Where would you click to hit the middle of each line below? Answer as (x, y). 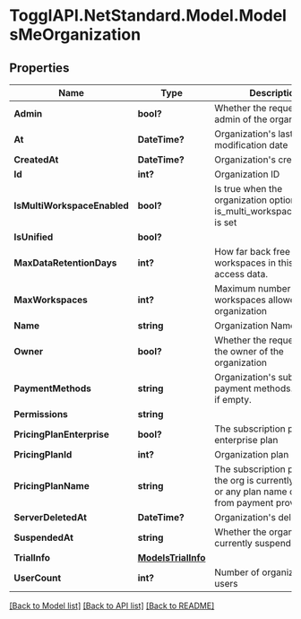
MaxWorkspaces (51, 300)
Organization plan (252, 454)
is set (226, 222)
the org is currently (254, 480)
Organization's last (254, 134)
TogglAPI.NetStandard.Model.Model (148, 16)
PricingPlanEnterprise (62, 434)
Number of (237, 572)
